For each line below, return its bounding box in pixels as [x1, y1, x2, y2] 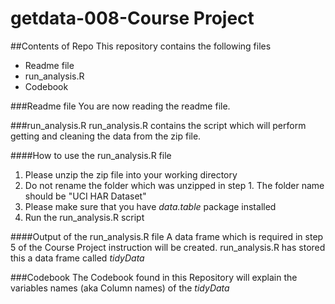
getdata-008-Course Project [10, 7, 255, 30]
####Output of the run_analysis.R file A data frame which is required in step [10, 230, 324, 242]
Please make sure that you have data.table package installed [24, 200, 277, 212]
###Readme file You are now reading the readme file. [10, 100, 231, 112]
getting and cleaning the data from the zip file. [10, 130, 202, 142]
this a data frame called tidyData [10, 252, 145, 264]
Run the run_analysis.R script [24, 211, 145, 223]
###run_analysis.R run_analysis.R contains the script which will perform [10, 119, 307, 131]
